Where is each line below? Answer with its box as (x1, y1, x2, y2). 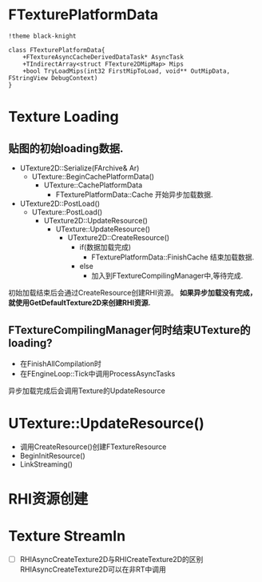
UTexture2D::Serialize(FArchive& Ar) (19, 163, 140, 173)
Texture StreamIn (8, 527, 126, 545)
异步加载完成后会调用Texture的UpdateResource (8, 386, 166, 395)
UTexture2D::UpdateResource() (43, 215, 148, 225)
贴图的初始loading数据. (8, 142, 124, 155)
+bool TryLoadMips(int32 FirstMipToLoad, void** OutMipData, (22, 66, 230, 75)
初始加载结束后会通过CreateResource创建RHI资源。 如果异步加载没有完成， (8, 287, 257, 297)
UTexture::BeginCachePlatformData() (31, 171, 154, 181)
